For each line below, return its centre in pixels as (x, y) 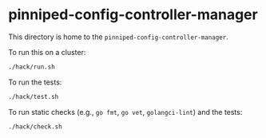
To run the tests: (35, 82)
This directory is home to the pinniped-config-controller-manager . (119, 37)
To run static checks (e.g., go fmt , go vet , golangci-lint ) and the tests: (125, 112)
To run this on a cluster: (47, 52)
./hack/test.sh (34, 97)
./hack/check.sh (35, 126)
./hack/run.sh (32, 67)
